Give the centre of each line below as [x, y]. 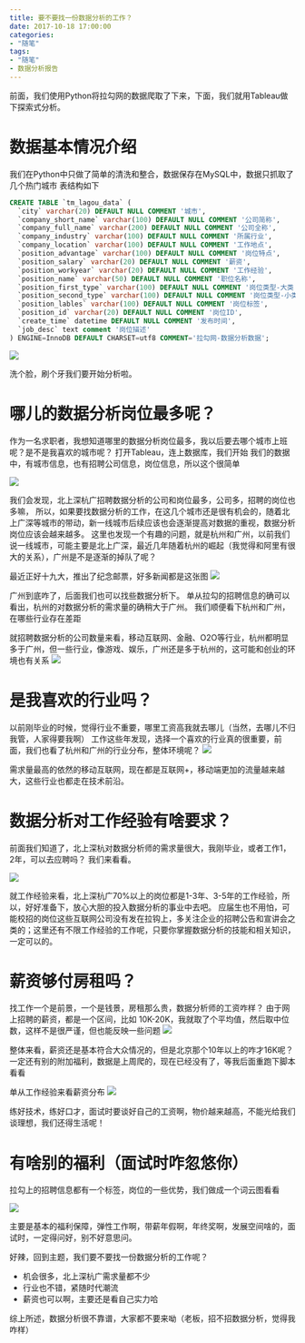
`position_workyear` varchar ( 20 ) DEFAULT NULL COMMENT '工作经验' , [145, 270]
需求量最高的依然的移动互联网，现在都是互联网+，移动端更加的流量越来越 [148, 769]
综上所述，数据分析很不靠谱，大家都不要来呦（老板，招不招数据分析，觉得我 [152, 1318]
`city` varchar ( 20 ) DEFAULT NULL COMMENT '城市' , [112, 211]
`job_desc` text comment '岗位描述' [84, 329]
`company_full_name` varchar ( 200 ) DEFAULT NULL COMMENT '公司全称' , [147, 228]
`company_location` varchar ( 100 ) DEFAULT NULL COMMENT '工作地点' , [145, 245]
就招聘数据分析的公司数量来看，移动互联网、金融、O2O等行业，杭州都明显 [149, 637]
